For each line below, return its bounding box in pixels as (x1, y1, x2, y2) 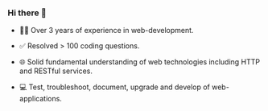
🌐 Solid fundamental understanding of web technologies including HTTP (19, 57, 261, 67)
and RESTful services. (19, 66, 93, 76)
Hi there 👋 (7, 7, 47, 18)
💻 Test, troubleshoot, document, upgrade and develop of (19, 82, 211, 92)
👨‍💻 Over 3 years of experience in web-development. (19, 26, 194, 35)
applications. (19, 94, 62, 104)
